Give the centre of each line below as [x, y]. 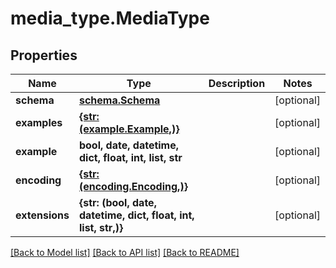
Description [237, 83]
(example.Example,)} [129, 129]
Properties [44, 55]
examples [39, 122]
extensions [42, 215]
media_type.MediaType [110, 18]
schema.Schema [119, 100]
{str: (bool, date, [117, 202]
